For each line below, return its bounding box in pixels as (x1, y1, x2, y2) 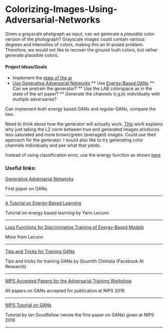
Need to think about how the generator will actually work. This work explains (5, 121, 163, 127)
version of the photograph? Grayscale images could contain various (5, 36, 145, 42)
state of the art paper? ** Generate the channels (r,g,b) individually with (12, 91, 160, 97)
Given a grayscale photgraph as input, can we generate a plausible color (5, 31, 155, 37)
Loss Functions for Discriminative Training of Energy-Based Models (5, 225, 144, 231)
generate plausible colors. (5, 52, 59, 58)
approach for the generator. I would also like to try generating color (5, 137, 143, 143)
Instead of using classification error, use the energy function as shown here (5, 152, 161, 158)
